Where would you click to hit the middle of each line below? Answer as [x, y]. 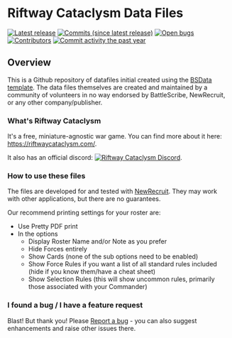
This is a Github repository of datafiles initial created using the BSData [110, 80]
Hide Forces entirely [57, 249]
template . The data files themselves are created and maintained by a [107, 87]
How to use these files [46, 175]
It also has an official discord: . [95, 158]
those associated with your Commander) [88, 287]
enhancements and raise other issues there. [72, 328]
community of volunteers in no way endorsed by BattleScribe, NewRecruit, [116, 94]
